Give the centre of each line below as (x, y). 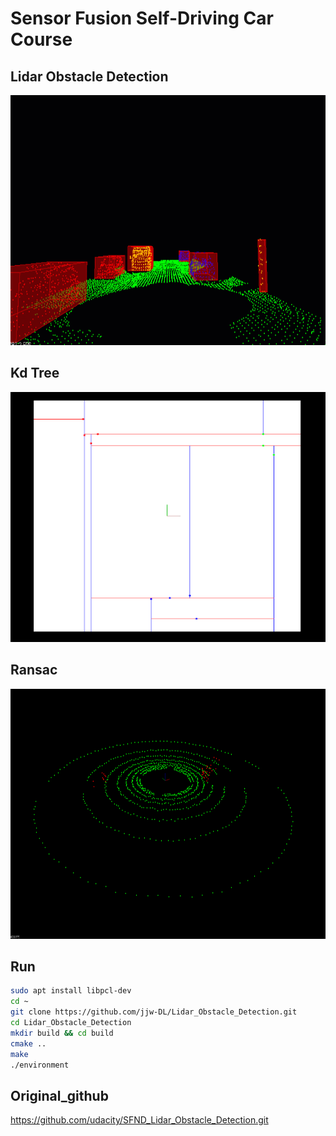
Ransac (34, 670)
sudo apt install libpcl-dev (71, 991)
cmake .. (28, 1043)
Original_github (59, 1095)
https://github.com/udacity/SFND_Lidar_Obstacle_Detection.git (139, 1120)
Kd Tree (35, 373)
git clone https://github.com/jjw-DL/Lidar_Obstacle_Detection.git (154, 1012)
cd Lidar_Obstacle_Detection (71, 1023)
